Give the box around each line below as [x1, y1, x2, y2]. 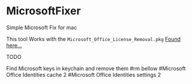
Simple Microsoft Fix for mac [6, 24, 77, 31]
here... [6, 42, 22, 49]
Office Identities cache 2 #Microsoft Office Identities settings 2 [6, 71, 161, 78]
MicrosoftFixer [6, 4, 81, 18]
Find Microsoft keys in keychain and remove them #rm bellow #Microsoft [6, 64, 186, 72]
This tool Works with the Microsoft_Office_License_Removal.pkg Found [6, 35, 181, 42]
